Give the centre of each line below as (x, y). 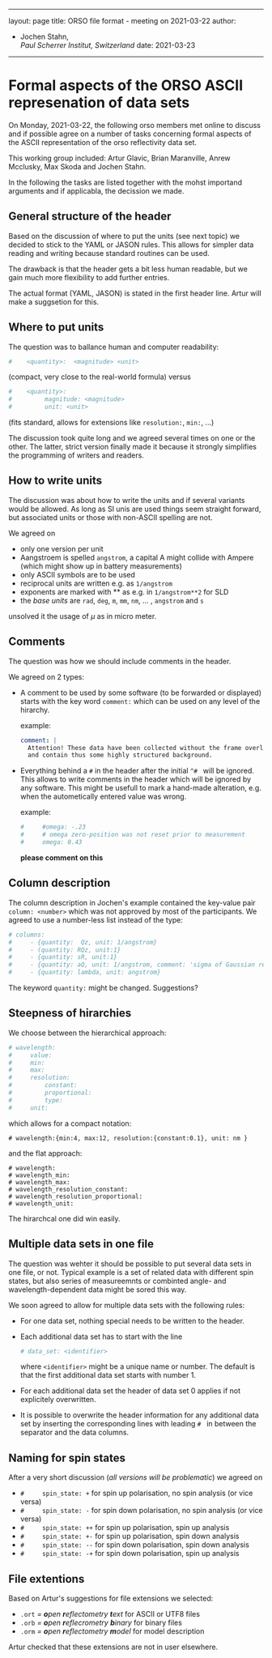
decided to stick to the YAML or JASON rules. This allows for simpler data (131, 245)
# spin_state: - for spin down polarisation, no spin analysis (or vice (141, 1511)
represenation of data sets (99, 103)
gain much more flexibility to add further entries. (89, 277)
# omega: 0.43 (51, 842)
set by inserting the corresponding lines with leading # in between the (138, 1424)
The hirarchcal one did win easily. (64, 1218)
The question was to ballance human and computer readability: (114, 347)
